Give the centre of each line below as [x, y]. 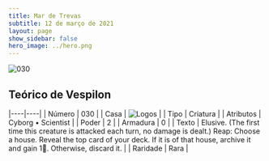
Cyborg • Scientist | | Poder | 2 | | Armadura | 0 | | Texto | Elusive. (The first [134, 122]
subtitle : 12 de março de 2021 [61, 23]
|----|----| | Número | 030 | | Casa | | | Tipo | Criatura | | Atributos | [135, 113]
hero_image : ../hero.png [50, 46]
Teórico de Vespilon [60, 94]
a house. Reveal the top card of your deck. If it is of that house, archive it [130, 139]
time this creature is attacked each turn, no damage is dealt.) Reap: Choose [134, 131]
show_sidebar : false [43, 38]
